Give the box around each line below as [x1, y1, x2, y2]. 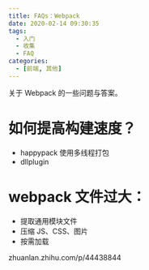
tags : [8, 27, 27, 35]
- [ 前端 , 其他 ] [15, 65, 62, 73]
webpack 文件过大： [8, 187, 147, 206]
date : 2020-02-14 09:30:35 [8, 19, 100, 28]
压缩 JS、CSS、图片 [19, 226, 88, 236]
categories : [8, 58, 49, 66]
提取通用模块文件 [19, 216, 78, 225]
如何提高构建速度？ [8, 119, 137, 138]
